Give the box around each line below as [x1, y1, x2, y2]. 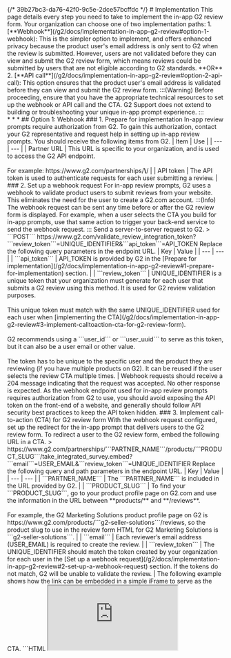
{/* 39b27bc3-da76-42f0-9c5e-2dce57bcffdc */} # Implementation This [7, 6, 214, 13]
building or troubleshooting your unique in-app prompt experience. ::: [7, 108, 205, 116]
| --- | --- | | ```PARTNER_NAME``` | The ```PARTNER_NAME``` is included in [7, 475, 219, 482]
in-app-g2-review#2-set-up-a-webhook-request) [7, 562, 148, 570]
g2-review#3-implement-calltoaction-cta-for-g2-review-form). [7, 321, 186, 328]
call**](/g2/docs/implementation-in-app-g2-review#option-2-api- [35, 71, 223, 79]
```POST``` [7, 232, 36, 241]
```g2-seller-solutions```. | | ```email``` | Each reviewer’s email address [7, 533, 202, 541]
